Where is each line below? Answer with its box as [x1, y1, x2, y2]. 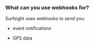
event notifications [12, 25, 52, 31]
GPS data [12, 35, 33, 41]
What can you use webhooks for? [5, 4, 89, 11]
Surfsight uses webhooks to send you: [5, 16, 85, 22]
